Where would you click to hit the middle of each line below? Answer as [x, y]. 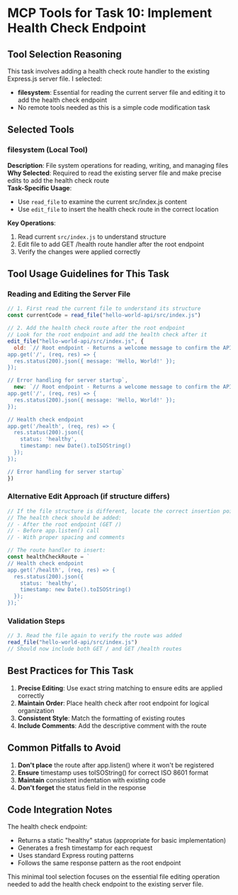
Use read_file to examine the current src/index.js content [102, 201]
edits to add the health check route [58, 180]
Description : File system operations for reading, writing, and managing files [118, 165]
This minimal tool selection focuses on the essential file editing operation [114, 877]
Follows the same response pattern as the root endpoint [99, 863]
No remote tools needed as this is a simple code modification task [114, 107]
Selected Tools [41, 130]
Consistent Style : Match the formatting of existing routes [101, 718]
